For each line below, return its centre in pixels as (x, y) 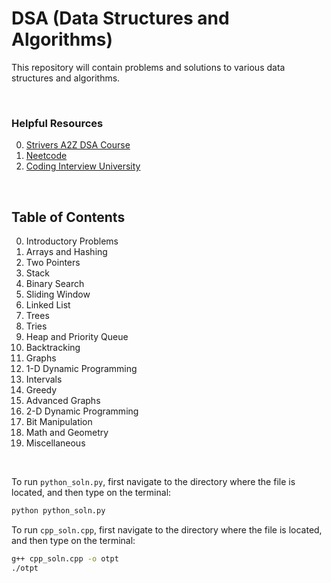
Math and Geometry (67, 433)
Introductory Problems (72, 241)
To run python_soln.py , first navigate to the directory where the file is (153, 482)
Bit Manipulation (59, 422)
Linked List (48, 305)
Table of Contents (68, 217)
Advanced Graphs (63, 401)
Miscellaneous (55, 443)
